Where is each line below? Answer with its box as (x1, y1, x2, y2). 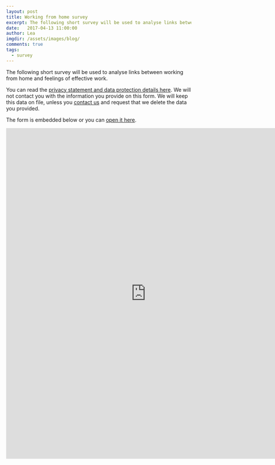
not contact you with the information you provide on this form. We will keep (6, 92, 188, 99)
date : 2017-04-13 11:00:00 (6, 25, 78, 31)
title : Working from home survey (6, 14, 88, 20)
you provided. (6, 105, 40, 112)
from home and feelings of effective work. (6, 75, 108, 82)
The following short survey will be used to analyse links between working (6, 68, 184, 75)
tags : (6, 47, 19, 53)
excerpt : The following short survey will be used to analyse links (6, 19, 177, 25)
